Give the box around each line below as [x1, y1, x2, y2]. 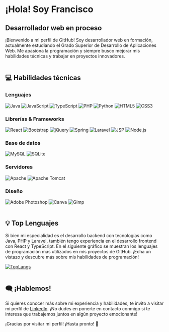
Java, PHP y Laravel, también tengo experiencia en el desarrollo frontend [5, 238, 157, 244]
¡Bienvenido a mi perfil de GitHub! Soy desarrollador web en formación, [5, 37, 153, 43]
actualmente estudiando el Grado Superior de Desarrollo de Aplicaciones [5, 42, 157, 48]
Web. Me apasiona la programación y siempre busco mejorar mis [5, 48, 140, 53]
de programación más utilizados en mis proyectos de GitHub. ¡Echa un [5, 248, 151, 254]
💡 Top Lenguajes [5, 219, 59, 228]
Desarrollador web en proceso [5, 24, 102, 32]
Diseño [5, 188, 23, 195]
